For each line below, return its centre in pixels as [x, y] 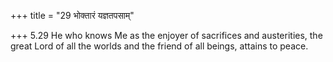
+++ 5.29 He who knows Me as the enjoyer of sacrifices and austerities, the [166, 35]
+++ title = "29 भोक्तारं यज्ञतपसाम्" [72, 15]
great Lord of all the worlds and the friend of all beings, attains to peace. [159, 46]
